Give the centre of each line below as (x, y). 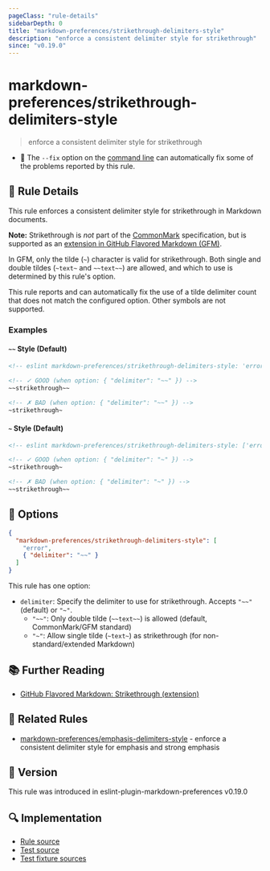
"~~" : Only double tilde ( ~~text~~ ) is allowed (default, (119, 619)
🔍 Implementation (55, 818)
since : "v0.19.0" (37, 46)
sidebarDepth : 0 (35, 23)
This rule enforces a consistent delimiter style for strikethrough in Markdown (135, 211)
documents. (28, 219)
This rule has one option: (49, 586)
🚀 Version (33, 772)
